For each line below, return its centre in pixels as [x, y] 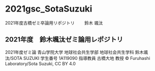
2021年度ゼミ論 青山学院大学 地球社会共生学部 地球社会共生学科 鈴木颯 [77, 52]
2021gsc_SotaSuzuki [49, 9]
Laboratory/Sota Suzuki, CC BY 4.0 [40, 63]
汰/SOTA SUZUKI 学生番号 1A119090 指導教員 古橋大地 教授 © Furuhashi [78, 58]
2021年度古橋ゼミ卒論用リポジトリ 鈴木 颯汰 [54, 23]
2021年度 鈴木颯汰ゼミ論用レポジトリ [64, 40]
